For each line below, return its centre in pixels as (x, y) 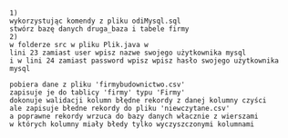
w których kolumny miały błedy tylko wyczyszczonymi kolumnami (132, 124)
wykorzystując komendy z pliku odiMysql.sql (95, 21)
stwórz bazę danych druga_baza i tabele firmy (99, 29)
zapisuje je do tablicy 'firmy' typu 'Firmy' (97, 93)
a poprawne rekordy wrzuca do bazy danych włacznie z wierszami (134, 116)
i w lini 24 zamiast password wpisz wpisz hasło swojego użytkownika (144, 61)
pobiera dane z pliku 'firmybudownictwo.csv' (97, 84)
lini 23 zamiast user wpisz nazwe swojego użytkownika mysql (128, 53)
